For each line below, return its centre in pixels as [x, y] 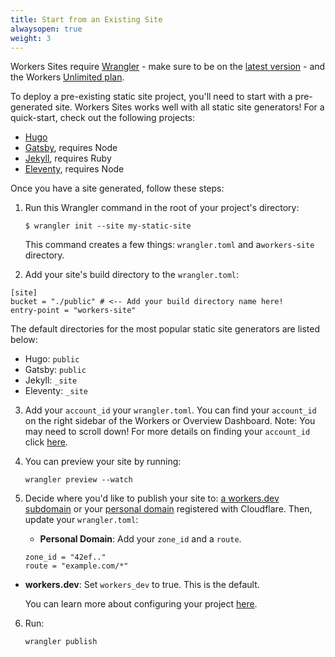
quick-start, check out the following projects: [103, 118]
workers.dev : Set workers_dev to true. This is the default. [142, 585]
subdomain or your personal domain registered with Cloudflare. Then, [168, 509]
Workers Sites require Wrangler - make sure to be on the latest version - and [168, 67]
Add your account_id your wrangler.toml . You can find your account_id [170, 410]
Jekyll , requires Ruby [68, 158]
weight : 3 [31, 38]
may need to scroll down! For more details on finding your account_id [167, 432]
